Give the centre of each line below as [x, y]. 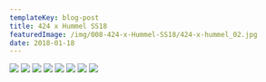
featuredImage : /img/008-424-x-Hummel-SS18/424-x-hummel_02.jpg [133, 34]
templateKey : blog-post [54, 18]
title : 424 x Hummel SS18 [58, 26]
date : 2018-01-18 [42, 43]
